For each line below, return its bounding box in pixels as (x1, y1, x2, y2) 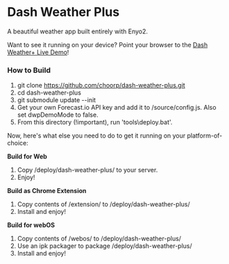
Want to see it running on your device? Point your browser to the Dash (7, 40, 208, 49)
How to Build (7, 65, 51, 75)
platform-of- (187, 131, 223, 140)
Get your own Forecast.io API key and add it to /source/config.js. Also (17, 104, 217, 112)
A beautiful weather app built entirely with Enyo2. (7, 27, 148, 35)
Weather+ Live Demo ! (7, 48, 69, 56)
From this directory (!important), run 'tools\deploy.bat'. (17, 118, 173, 126)
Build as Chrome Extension (7, 187, 87, 195)
